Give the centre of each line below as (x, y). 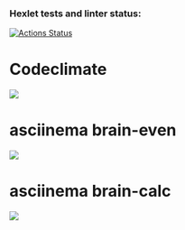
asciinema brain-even (93, 130)
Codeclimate (58, 69)
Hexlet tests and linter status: (75, 14)
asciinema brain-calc (90, 191)
